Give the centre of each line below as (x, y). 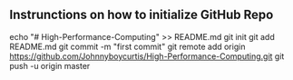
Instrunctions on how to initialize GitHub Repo (142, 15)
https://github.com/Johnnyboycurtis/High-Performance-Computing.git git (147, 56)
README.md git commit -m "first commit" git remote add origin (127, 46)
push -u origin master (50, 65)
